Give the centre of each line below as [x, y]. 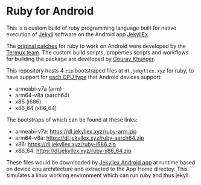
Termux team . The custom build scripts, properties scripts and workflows [97, 52]
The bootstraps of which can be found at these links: [72, 120]
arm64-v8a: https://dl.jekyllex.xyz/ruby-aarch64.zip [79, 138]
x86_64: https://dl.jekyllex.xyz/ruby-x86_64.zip [73, 151]
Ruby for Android [50, 11]
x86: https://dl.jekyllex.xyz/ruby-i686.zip [65, 144]
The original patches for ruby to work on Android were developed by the [96, 46]
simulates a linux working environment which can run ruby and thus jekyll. [98, 175]
